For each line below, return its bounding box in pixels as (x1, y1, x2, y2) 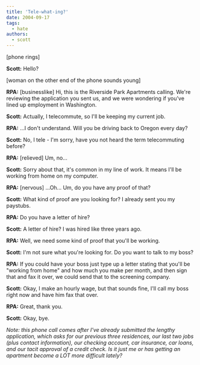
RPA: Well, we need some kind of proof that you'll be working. (6, 237, 160, 244)
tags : (6, 20, 20, 26)
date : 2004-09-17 (6, 14, 50, 20)
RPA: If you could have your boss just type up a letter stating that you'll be (6, 260, 190, 267)
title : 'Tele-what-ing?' (6, 8, 69, 15)
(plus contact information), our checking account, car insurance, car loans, (6, 339, 194, 346)
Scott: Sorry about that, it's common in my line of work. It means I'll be (6, 166, 182, 173)
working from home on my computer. (6, 172, 98, 179)
